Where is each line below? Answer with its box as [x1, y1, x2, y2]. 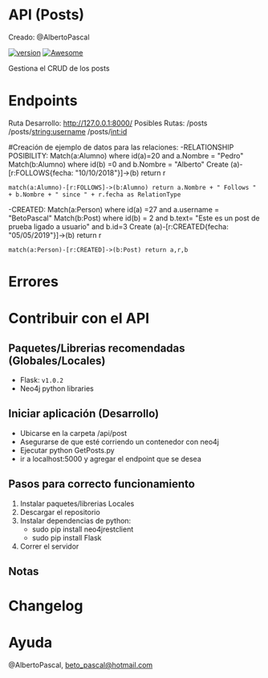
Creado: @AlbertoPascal [8, 32, 90, 42]
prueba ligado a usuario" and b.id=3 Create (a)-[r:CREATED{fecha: [8, 221, 229, 231]
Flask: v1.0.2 [19, 376, 64, 385]
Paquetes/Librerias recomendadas [8, 341, 186, 355]
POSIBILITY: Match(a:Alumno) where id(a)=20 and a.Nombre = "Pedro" [8, 150, 244, 160]
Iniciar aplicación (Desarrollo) [8, 407, 160, 421]
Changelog [8, 597, 83, 615]
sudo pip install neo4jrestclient [31, 524, 134, 534]
